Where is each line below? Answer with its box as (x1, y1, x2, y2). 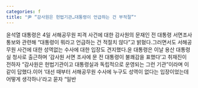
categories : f (6, 8, 41, 15)
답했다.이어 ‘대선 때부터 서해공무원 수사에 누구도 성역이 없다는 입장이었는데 (17, 68, 189, 75)
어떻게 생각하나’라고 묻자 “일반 (6, 75, 77, 83)
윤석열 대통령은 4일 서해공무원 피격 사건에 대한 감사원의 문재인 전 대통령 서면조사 (6, 31, 193, 38)
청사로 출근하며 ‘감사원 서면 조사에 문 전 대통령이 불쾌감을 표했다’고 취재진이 (12, 53, 187, 60)
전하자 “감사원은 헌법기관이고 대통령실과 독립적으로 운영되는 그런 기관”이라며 (6, 60, 183, 68)
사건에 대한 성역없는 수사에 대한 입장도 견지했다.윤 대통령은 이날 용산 (17, 45, 175, 53)
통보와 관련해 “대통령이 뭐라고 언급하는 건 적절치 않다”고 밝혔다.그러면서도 (6, 38, 177, 45)
